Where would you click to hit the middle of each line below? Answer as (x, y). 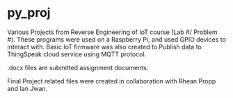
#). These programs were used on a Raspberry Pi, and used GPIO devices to (116, 39)
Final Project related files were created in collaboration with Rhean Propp (112, 81)
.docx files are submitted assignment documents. (78, 67)
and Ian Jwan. (27, 88)
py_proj (29, 13)
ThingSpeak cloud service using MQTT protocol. (77, 54)
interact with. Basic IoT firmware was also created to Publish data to (104, 47)
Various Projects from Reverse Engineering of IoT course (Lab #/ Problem (112, 32)
